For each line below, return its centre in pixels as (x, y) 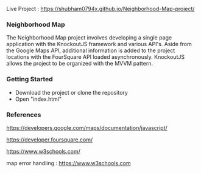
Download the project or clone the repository (71, 92)
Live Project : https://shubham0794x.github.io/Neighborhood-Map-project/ (100, 9)
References (24, 115)
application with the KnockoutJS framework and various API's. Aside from (99, 44)
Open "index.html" (38, 99)
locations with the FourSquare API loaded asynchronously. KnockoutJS (95, 57)
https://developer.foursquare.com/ (50, 140)
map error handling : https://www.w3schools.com (69, 163)
